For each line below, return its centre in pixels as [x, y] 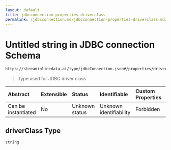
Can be [17, 106]
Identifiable [114, 95]
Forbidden [148, 109]
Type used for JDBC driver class [52, 79]
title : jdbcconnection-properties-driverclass [55, 15]
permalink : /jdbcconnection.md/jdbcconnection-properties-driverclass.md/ [86, 19]
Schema [23, 55]
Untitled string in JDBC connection [80, 44]
